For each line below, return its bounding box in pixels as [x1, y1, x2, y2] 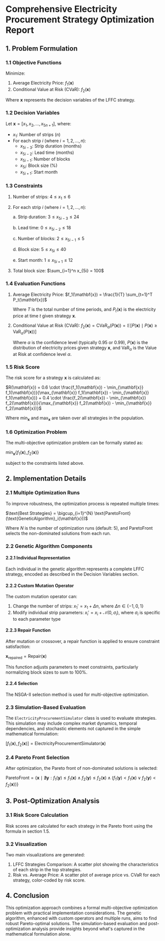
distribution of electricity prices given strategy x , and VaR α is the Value [12, 345, 157, 352]
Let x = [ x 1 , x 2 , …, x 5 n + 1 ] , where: [5, 120, 71, 128]
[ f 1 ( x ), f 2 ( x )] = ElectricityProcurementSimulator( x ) [5, 741, 106, 747]
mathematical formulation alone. [5, 931, 71, 937]
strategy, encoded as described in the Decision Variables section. [5, 571, 139, 577]
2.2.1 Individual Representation [5, 555, 70, 561]
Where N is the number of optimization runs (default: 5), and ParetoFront [5, 525, 153, 531]
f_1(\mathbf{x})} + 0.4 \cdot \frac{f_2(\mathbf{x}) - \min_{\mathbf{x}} [5, 395, 147, 401]
